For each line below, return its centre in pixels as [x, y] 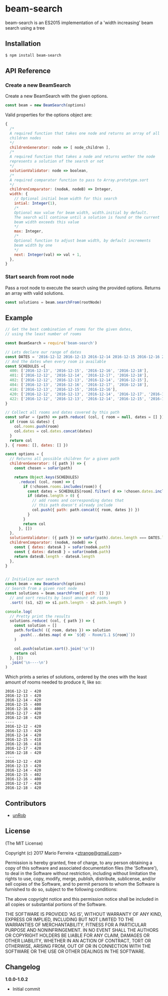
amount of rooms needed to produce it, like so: [53, 682]
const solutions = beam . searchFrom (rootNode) [53, 302]
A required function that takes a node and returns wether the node [82, 157]
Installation [23, 44]
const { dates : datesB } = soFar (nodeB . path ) [62, 552]
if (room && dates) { [32, 422]
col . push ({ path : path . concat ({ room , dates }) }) [86, 510]
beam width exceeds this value [47, 222]
